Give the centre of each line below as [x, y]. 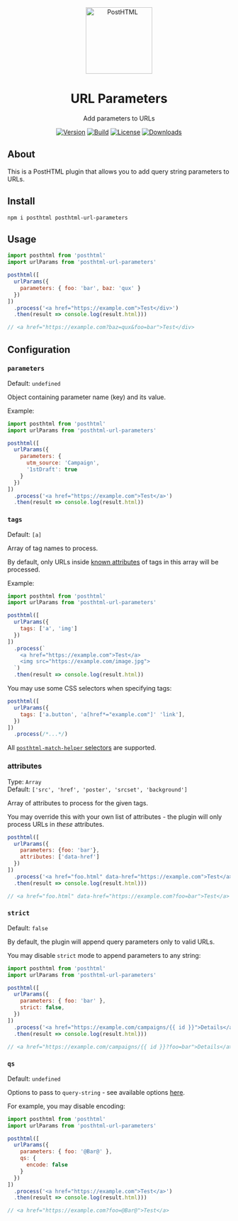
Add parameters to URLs [119, 118]
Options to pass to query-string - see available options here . [96, 1092]
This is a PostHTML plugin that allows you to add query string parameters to [118, 171]
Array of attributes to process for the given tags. [78, 803]
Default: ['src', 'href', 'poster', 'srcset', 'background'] [97, 789]
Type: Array [24, 781]
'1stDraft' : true [52, 470]
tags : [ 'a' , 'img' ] [49, 629]
